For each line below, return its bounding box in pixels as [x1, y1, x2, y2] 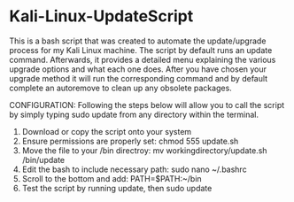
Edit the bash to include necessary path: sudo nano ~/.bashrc [21, 164, 247, 175]
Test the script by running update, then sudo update [21, 183, 213, 193]
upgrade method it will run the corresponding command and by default [9, 73, 268, 83]
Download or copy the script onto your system [21, 126, 192, 136]
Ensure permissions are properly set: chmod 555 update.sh [21, 136, 239, 146]
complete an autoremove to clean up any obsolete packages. [9, 82, 232, 93]
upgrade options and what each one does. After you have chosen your [9, 64, 267, 74]
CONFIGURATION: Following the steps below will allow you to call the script [9, 99, 285, 110]
